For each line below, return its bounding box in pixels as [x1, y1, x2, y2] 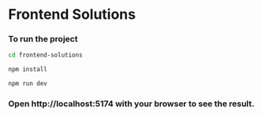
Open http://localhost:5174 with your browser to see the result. [8, 98, 255, 109]
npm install [8, 65, 47, 74]
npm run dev [8, 80, 47, 88]
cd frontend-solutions [8, 51, 83, 60]
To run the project [8, 34, 78, 45]
